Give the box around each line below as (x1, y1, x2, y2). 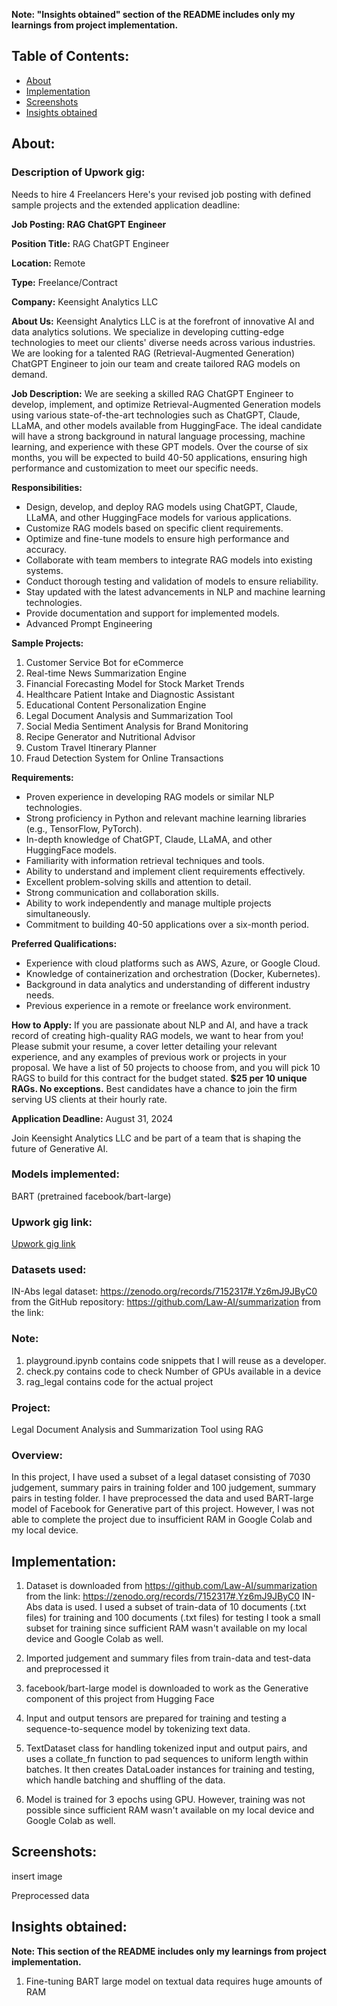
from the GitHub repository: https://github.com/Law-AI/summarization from (11, 1296, 322, 1308)
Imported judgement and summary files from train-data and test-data (25, 1652, 311, 1664)
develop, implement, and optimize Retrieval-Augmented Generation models (11, 398, 321, 410)
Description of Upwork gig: (11, 165, 146, 179)
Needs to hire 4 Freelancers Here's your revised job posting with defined (11, 188, 312, 200)
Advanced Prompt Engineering (25, 617, 153, 629)
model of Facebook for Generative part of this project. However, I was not (11, 1503, 315, 1515)
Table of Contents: (11, 48, 130, 65)
